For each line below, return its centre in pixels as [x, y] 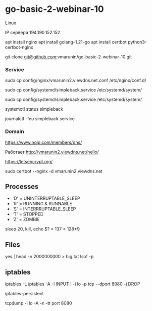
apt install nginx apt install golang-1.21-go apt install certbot [66, 42]
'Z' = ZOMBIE [26, 220]
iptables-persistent [25, 293]
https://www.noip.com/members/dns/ [44, 142]
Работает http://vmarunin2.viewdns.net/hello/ [52, 152]
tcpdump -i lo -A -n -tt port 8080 [39, 303]
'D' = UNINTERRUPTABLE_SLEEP [46, 198]
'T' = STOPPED [28, 214]
